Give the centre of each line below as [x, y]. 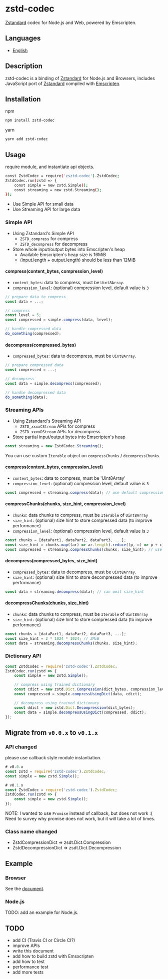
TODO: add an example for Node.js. [42, 912]
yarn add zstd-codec [27, 139]
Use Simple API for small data [43, 204]
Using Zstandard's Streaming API [46, 421]
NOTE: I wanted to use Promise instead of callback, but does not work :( [79, 813]
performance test [30, 967]
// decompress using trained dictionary [57, 703]
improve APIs [26, 945]
